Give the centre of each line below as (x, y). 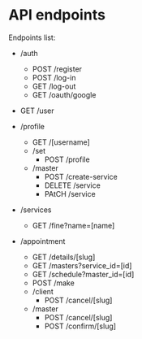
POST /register (57, 69)
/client (43, 291)
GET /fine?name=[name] (73, 225)
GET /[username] (61, 142)
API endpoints (57, 15)
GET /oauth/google (64, 94)
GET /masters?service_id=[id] (82, 265)
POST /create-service (81, 176)
